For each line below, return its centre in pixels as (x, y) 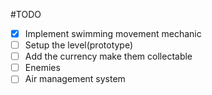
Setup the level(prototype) (79, 45)
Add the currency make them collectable (108, 56)
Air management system (75, 79)
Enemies (42, 68)
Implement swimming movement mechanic (113, 33)
